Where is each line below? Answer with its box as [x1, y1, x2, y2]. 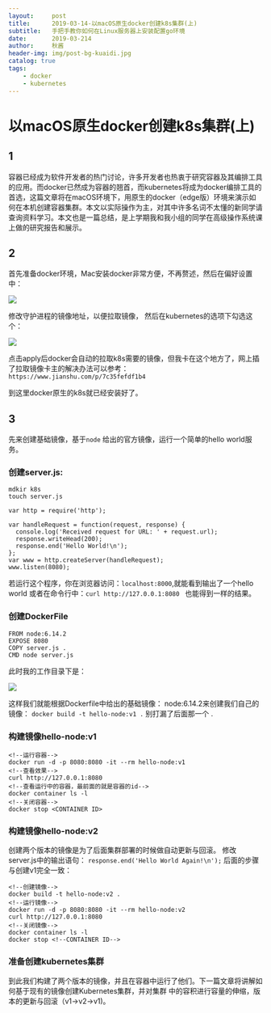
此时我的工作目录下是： [8, 666, 86, 676]
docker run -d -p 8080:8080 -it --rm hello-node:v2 [8, 906, 186, 914]
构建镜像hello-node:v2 [8, 825, 98, 837]
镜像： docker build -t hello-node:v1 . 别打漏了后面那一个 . [8, 708, 214, 718]
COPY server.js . [8, 644, 67, 652]
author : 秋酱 [8, 42, 65, 50]
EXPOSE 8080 [8, 636, 48, 645]
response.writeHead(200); [15, 535, 103, 543]
